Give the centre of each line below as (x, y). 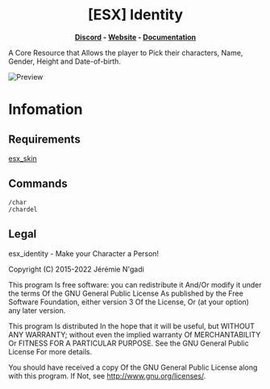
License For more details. (50, 351)
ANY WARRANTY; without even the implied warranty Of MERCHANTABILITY (135, 334)
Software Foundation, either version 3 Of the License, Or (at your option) (129, 302)
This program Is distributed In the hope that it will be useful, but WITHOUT (132, 326)
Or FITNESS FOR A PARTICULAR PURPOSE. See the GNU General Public (129, 343)
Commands (38, 184)
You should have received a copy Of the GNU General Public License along (133, 367)
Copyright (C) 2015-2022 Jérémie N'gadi (77, 269)
